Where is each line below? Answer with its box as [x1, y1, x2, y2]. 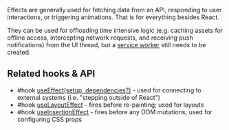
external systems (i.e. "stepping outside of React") [17, 93, 160, 101]
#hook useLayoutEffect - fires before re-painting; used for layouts [17, 101, 204, 109]
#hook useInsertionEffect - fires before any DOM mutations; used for [17, 107, 213, 116]
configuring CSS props [17, 115, 83, 123]
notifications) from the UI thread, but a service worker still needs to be [7, 41, 206, 49]
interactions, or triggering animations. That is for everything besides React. [7, 13, 220, 21]
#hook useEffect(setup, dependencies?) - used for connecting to [17, 86, 201, 94]
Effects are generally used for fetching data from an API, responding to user [7, 6, 222, 14]
